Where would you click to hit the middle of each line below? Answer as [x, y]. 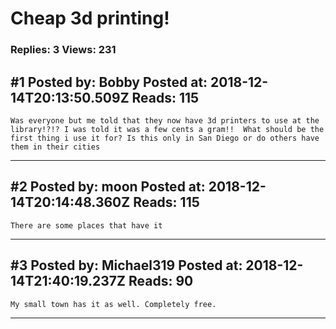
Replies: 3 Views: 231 [63, 50]
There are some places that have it [86, 225]
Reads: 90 [161, 281]
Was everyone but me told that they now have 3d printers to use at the [165, 120]
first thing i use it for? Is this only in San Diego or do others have [165, 138]
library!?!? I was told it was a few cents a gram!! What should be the [167, 129]
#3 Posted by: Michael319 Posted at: [126, 265]
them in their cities [55, 147]
